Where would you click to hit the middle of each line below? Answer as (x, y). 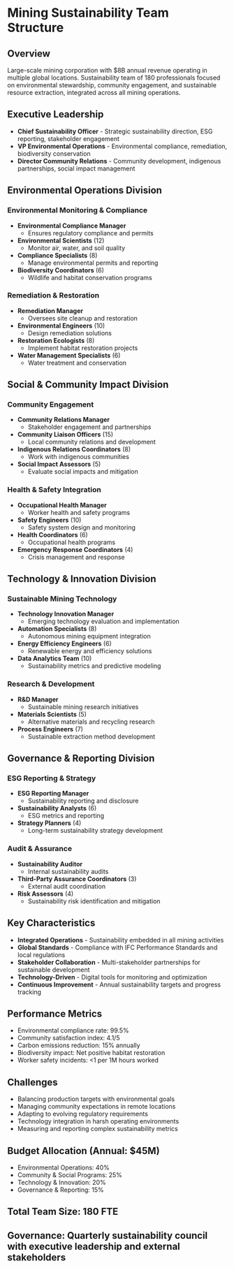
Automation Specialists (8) (57, 629)
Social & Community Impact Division (88, 385)
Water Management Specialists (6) (69, 355)
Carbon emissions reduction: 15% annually (79, 1045)
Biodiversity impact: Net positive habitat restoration (91, 1053)
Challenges (32, 1082)
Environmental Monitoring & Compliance (78, 210)
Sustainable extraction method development (92, 736)
